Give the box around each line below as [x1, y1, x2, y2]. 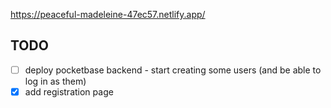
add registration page [24, 85, 114, 98]
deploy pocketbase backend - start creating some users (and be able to [24, 64, 322, 76]
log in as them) [24, 75, 87, 87]
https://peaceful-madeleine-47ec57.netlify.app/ [10, 9, 206, 20]
